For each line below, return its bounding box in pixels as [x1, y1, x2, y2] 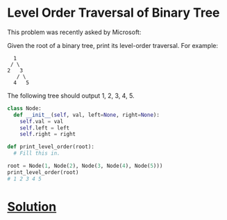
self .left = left [19, 124, 70, 132]
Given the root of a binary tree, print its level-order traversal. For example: [7, 41, 219, 49]
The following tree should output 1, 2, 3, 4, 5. [7, 91, 135, 100]
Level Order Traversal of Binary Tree [7, 5, 220, 21]
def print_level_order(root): [7, 143, 95, 150]
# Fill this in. [13, 150, 60, 157]
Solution [7, 198, 57, 214]
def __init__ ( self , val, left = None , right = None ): [13, 111, 160, 118]
